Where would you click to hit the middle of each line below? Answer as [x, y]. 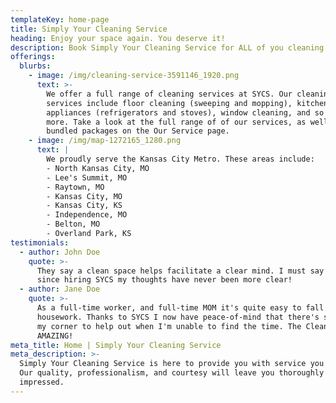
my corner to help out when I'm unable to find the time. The [169, 326]
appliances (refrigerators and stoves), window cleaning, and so [185, 112]
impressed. [42, 382]
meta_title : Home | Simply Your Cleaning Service [116, 345]
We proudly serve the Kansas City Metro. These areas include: [180, 159]
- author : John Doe [60, 252]
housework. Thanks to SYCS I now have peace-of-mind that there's [178, 317]
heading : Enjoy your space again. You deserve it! [118, 38]
